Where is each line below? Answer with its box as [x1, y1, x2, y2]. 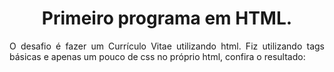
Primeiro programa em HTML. [41, 7, 293, 30]
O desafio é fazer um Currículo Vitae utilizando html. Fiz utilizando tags [9, 40, 325, 52]
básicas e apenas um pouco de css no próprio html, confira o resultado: [9, 50, 306, 62]
